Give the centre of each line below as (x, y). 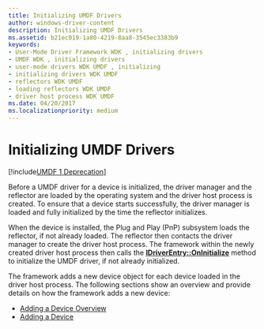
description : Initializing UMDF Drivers (76, 30)
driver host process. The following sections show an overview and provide (130, 284)
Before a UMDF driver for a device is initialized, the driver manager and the (130, 187)
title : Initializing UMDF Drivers (65, 15)
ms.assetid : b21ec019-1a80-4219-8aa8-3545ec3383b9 (93, 37)
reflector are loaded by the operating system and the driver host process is (130, 195)
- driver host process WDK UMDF (61, 96)
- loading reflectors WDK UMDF (60, 89)
